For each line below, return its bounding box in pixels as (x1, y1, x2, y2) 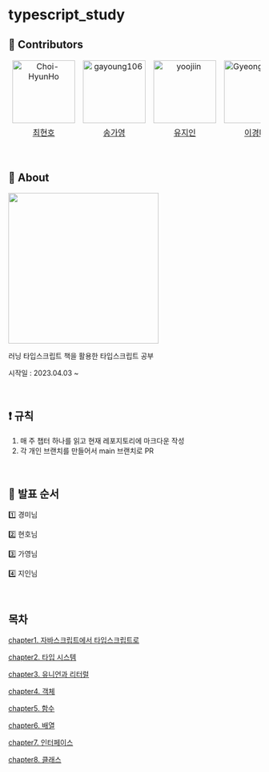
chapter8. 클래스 (8, 755, 62, 765)
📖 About (8, 171, 50, 185)
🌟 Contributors (8, 38, 84, 51)
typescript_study (8, 6, 126, 24)
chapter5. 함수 (8, 704, 55, 713)
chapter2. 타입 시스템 (8, 652, 77, 662)
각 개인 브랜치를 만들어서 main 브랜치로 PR (19, 446, 155, 455)
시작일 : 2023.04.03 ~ (8, 368, 79, 378)
